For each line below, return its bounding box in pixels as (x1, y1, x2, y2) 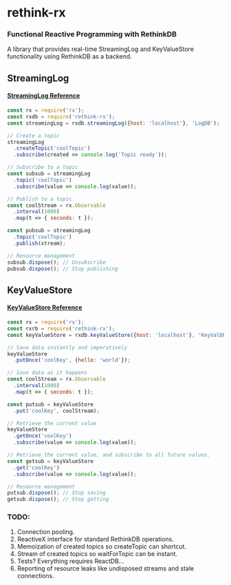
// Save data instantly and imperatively (7, 344, 128, 351)
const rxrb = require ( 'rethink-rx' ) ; (7, 325, 115, 332)
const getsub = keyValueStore (7, 458, 94, 464)
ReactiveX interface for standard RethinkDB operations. (16, 535, 174, 544)
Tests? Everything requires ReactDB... (16, 557, 124, 566)
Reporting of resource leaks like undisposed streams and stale (16, 564, 195, 573)
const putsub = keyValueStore (7, 401, 94, 408)
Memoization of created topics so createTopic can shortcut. (16, 542, 187, 551)
